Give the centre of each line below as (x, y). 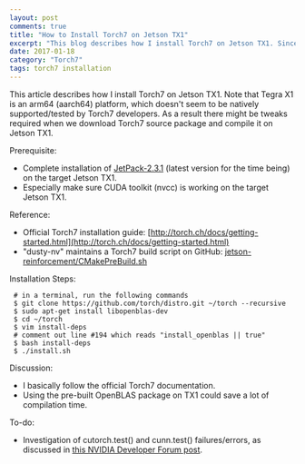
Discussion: (31, 368)
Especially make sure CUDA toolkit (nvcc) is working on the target (146, 187)
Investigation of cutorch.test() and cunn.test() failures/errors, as (142, 439)
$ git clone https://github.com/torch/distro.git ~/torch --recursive (149, 303)
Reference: (30, 214)
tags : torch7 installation (60, 69)
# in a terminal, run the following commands (101, 295)
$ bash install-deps (52, 343)
